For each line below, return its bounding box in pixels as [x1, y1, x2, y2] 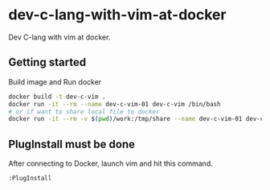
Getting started [8, 56, 87, 69]
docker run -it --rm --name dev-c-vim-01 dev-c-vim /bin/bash [8, 100, 221, 108]
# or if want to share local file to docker [8, 107, 160, 116]
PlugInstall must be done [8, 137, 135, 151]
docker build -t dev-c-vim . [8, 93, 106, 101]
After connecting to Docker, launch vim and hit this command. [8, 159, 213, 168]
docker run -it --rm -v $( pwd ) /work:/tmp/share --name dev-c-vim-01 [8, 115, 243, 123]
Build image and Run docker [8, 76, 102, 86]
